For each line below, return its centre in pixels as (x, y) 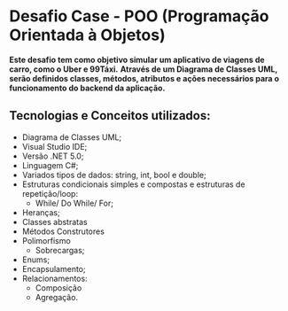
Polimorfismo (46, 240)
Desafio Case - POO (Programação (139, 16)
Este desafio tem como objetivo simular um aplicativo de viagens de (137, 59)
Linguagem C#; (50, 165)
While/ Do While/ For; (74, 203)
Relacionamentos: (54, 278)
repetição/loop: (50, 193)
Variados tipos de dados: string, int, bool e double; (114, 175)
